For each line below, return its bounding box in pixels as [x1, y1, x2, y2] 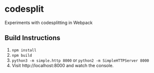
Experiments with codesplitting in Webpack [4, 20, 93, 25]
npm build [11, 53, 33, 58]
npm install [11, 48, 37, 52]
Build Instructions [4, 34, 61, 42]
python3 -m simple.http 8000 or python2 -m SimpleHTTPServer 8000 [11, 57, 149, 63]
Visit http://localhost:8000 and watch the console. [11, 62, 114, 68]
